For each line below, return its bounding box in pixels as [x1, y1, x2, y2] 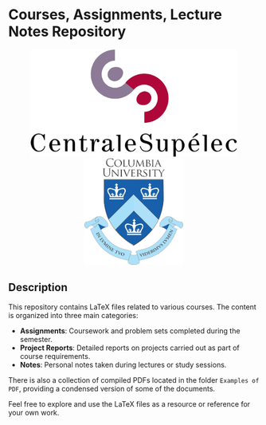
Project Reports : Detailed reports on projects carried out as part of [19, 343, 241, 352]
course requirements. [19, 351, 91, 360]
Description [8, 281, 68, 294]
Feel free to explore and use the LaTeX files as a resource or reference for [8, 399, 251, 408]
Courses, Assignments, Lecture [8, 6, 223, 24]
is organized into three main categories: [8, 310, 139, 320]
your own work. [8, 407, 60, 417]
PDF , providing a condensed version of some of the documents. [8, 384, 216, 393]
